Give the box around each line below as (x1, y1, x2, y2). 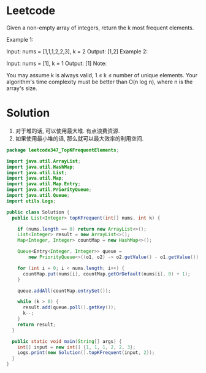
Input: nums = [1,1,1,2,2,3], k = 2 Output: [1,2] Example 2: (6, 47, 148, 55)
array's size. (6, 84, 38, 92)
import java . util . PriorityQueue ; (6, 186, 92, 193)
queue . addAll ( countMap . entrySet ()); (17, 288, 112, 294)
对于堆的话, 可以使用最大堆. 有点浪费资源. (15, 127, 120, 134)
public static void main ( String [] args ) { (12, 338, 122, 344)
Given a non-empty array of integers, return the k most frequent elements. (6, 24, 194, 31)
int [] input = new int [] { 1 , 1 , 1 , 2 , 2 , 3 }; (17, 344, 136, 350)
